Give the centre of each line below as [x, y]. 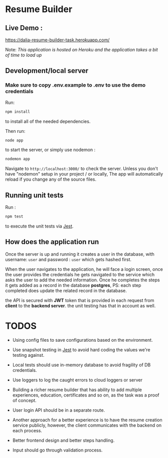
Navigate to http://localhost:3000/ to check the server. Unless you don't [81, 169]
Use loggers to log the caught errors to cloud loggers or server [77, 380]
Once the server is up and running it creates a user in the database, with [80, 254]
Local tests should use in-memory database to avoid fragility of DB [81, 365]
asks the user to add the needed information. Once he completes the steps [82, 280]
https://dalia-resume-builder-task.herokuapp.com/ [57, 40]
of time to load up [24, 55]
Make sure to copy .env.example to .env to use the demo [75, 85]
